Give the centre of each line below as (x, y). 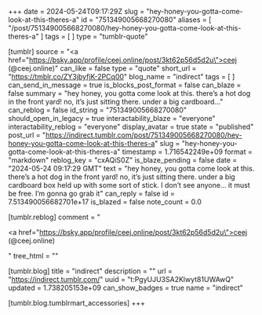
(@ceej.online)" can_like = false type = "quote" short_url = (102, 68)
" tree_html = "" (33, 256)
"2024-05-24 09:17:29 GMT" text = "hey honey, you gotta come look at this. (131, 168)
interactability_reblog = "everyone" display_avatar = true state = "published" (131, 126)
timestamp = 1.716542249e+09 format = (187, 152)
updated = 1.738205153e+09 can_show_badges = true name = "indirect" (126, 288)
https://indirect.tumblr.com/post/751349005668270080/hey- (144, 135)
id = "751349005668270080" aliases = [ (146, 20)
